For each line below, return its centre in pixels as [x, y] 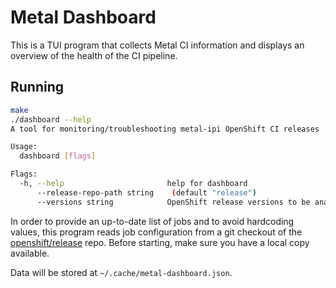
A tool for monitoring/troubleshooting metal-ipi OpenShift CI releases [165, 129]
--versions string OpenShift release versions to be [173, 202]
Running [37, 87]
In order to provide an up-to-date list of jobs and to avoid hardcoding [152, 221]
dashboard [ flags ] [58, 156]
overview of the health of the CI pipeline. [94, 55]
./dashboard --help [51, 119]
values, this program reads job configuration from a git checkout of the [156, 232]
